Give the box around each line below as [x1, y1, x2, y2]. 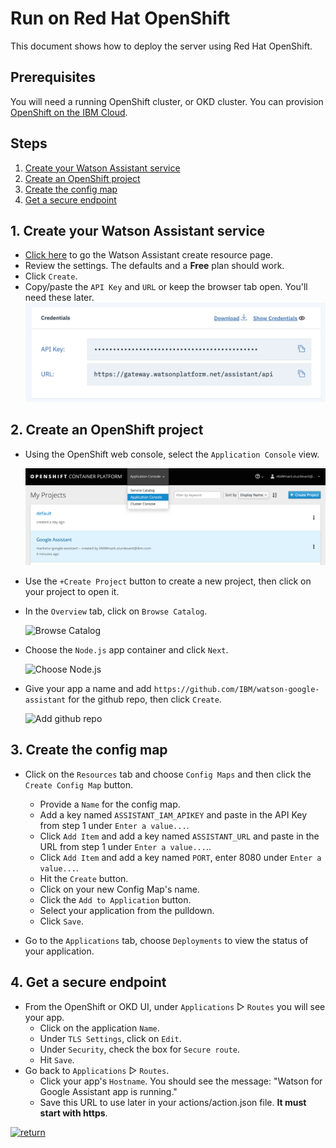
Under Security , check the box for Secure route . [39, 1043, 241, 1055]
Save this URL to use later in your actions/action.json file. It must [39, 1096, 307, 1108]
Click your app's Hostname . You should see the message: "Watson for [39, 1075, 323, 1087]
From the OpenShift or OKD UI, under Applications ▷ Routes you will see [24, 1000, 326, 1012]
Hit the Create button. [39, 872, 129, 884]
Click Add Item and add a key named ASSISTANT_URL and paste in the [39, 830, 320, 842]
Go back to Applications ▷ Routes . [24, 1064, 170, 1076]
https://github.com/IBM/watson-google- [153, 684, 320, 694]
